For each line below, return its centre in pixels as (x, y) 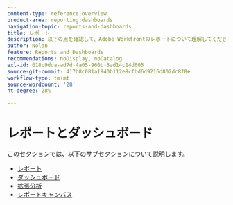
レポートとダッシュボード (80, 133)
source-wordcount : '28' (42, 84)
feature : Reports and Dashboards (55, 53)
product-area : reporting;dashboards (60, 20)
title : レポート (28, 33)
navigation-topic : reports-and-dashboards (69, 26)
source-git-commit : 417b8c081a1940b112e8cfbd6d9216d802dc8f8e (99, 71)
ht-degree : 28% (29, 91)
